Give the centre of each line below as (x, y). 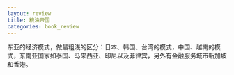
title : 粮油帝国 (29, 20)
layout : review (29, 14)
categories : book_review (43, 26)
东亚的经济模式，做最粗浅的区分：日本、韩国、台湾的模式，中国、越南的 (111, 47)
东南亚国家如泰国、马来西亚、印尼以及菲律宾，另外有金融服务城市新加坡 (123, 56)
